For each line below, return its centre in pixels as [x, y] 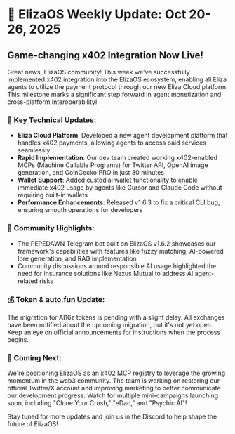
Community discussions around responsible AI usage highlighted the [117, 265]
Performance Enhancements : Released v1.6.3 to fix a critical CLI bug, [119, 202]
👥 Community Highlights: [51, 228]
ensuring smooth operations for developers [80, 210]
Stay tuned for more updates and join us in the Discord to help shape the [112, 416]
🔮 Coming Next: [34, 357]
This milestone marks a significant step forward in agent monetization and [114, 94]
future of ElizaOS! [33, 424]
